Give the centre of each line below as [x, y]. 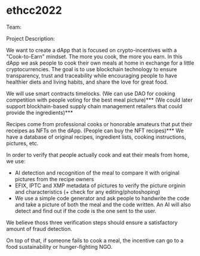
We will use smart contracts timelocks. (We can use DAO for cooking [91, 93]
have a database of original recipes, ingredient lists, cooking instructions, [96, 137]
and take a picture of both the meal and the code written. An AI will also [103, 205]
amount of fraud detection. [39, 228]
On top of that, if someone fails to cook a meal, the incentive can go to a [95, 240]
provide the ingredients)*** [40, 112]
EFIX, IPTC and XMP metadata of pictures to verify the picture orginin [100, 185]
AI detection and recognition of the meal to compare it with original [97, 173]
